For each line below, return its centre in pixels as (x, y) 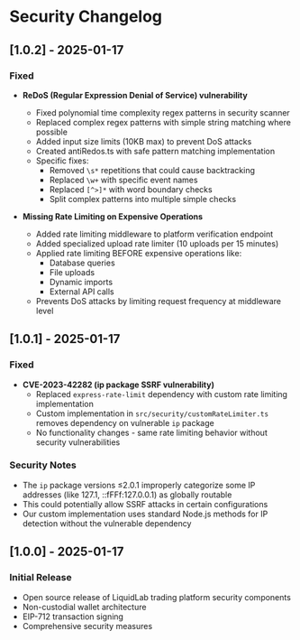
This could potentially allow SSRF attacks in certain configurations (145, 504)
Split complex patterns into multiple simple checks (143, 199)
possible (51, 132)
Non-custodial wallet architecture (84, 607)
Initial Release (41, 578)
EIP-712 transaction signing (73, 617)
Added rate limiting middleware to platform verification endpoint (155, 234)
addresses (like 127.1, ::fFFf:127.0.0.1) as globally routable (127, 495)
